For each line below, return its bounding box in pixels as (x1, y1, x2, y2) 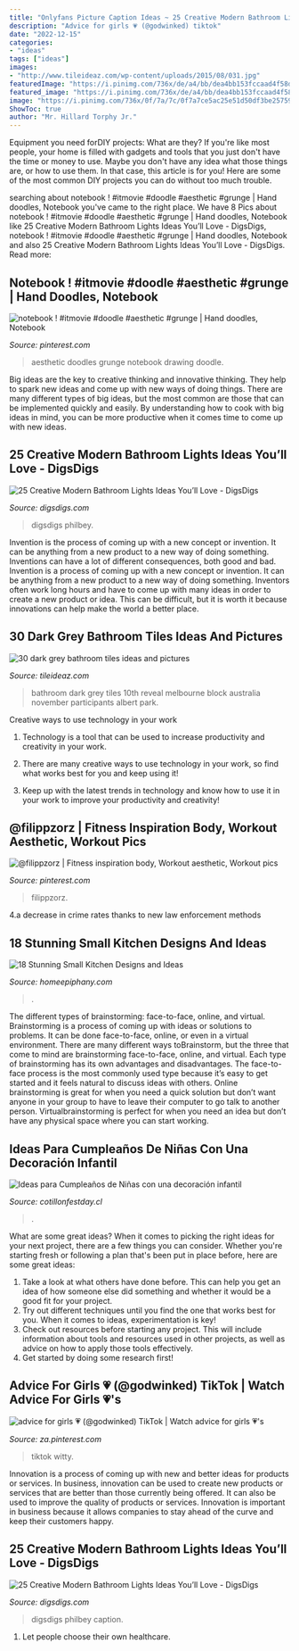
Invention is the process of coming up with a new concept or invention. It (9, 536, 277, 547)
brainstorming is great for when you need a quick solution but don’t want (9, 1087, 276, 1098)
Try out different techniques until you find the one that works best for (21, 1305, 276, 1315)
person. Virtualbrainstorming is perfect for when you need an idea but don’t (9, 1106, 287, 1116)
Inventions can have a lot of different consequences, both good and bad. (9, 555, 277, 567)
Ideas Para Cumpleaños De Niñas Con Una (9, 1141, 249, 1157)
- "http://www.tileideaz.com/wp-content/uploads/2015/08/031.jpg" (9, 71, 261, 80)
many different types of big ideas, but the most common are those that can (9, 393, 285, 403)
